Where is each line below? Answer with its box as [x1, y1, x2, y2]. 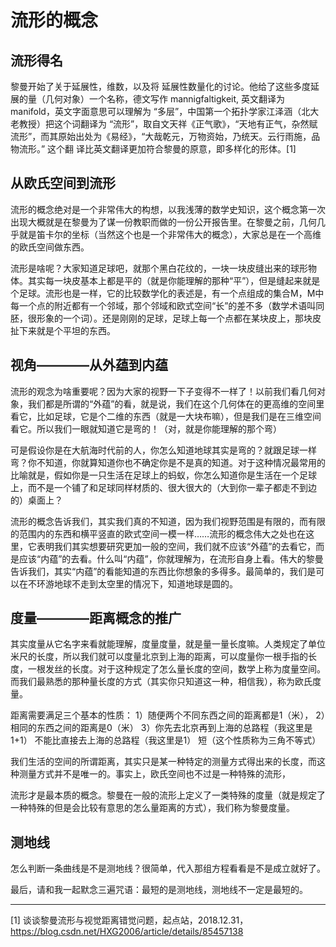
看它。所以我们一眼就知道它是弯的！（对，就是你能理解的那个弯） [10, 422, 282, 435]
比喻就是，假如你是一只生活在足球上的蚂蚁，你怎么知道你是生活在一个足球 [10, 469, 317, 481]
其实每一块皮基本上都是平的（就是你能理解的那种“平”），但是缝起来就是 [27, 274, 321, 286]
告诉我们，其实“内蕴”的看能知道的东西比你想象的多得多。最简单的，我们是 [10, 565, 317, 577]
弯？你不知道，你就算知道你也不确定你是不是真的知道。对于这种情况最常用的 [10, 456, 326, 468]
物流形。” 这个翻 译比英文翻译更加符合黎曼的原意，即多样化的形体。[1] [10, 143, 297, 155]
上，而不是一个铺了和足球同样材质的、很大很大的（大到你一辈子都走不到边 [10, 481, 317, 493]
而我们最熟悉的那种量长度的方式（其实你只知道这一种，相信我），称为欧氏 [10, 676, 313, 688]
